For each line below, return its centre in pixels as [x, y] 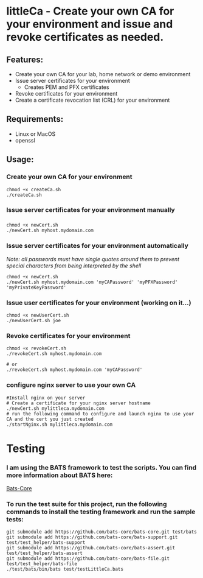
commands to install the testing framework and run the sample [101, 512]
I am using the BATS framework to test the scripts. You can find [101, 467]
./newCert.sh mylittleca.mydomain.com [55, 408]
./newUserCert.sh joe [34, 320]
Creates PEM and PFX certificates [67, 87]
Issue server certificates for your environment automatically [97, 246]
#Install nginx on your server [46, 398]
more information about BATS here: [60, 475]
